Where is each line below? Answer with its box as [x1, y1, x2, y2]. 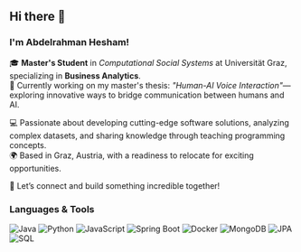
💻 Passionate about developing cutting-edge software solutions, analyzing [9, 117, 289, 127]
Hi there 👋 [9, 9, 66, 24]
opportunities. [9, 163, 61, 173]
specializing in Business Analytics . [9, 70, 142, 81]
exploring [9, 89, 45, 100]
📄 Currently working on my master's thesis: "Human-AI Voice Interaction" [9, 79, 283, 90]
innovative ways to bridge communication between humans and [46, 89, 285, 100]
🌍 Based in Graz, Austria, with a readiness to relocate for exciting [9, 150, 255, 161]
